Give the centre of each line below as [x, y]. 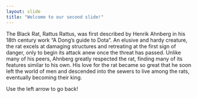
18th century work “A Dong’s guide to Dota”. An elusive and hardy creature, [97, 40]
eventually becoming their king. [44, 77]
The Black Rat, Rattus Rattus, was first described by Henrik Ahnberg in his [96, 33]
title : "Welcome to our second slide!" [55, 17]
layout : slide [24, 11]
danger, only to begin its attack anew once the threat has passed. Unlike [94, 52]
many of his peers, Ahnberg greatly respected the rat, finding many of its [94, 59]
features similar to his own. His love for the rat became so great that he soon [99, 65]
